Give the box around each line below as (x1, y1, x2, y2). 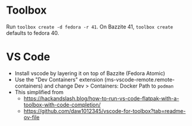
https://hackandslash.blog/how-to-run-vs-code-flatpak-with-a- (23, 95, 180, 102)
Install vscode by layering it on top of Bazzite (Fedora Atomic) (14, 69, 165, 77)
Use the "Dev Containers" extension (14, 76, 104, 83)
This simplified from (14, 88, 64, 95)
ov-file (23, 114, 40, 121)
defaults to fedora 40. (6, 29, 59, 36)
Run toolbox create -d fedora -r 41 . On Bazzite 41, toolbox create (6, 23, 174, 30)
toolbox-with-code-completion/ (23, 101, 101, 108)
